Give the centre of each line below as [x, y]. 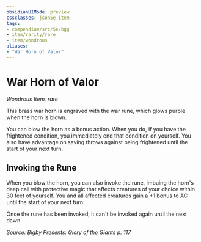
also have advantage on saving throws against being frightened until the [97, 142]
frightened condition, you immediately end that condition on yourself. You [99, 136]
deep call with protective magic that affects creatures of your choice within [101, 189]
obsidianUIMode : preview [38, 12]
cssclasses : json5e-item [38, 18]
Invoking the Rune [42, 168]
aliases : [17, 46]
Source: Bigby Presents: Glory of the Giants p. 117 [69, 232]
